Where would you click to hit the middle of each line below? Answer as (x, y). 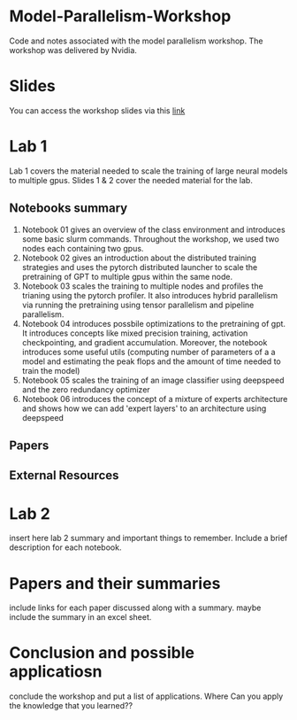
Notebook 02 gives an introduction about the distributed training (139, 258)
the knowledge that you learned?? (71, 706)
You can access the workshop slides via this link (97, 110)
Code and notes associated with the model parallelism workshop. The (136, 41)
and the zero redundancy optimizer (86, 389)
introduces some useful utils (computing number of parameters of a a (148, 352)
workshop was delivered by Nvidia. (73, 50)
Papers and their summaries (115, 583)
